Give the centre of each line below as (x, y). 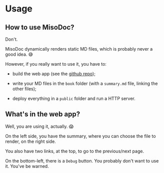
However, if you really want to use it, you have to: (56, 64)
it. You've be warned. (27, 166)
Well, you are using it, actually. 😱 (39, 126)
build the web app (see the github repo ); (54, 74)
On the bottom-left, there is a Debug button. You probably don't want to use (82, 160)
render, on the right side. (30, 141)
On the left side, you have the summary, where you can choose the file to (80, 136)
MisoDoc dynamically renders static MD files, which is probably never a (79, 49)
